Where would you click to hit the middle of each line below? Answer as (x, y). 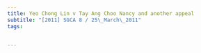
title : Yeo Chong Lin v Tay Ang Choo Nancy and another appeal (101, 13)
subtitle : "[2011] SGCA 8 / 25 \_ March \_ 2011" (74, 20)
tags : (15, 26)
